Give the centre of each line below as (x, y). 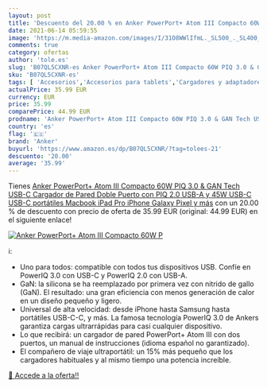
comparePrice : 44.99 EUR (49, 112)
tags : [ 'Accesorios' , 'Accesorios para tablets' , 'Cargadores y (115, 82)
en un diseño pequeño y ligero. (70, 301)
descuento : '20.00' (41, 156)
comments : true (33, 45)
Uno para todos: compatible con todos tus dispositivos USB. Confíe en (135, 267)
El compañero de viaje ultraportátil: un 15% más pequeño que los (126, 351)
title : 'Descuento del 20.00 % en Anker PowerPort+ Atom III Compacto (128, 23)
